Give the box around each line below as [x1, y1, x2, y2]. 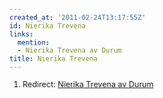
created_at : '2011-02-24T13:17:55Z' [9, 12, 146, 22]
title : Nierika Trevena [9, 54, 99, 63]
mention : [17, 37, 50, 47]
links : [9, 29, 34, 38]
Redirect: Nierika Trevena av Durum [21, 79, 154, 89]
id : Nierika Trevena [9, 21, 87, 30]
